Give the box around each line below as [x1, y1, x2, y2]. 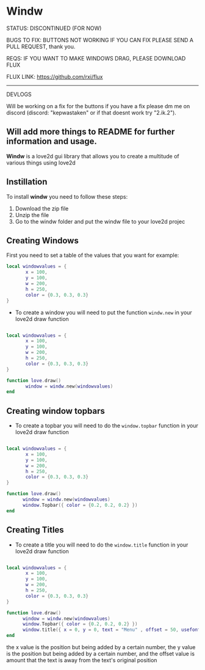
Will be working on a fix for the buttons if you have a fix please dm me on [6, 102, 190, 109]
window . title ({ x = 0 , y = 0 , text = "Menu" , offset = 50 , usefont [22, 627, 201, 633]
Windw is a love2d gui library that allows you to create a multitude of [6, 152, 180, 160]
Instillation [6, 177, 48, 187]
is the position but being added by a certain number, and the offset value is [6, 650, 195, 657]
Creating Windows [6, 235, 79, 246]
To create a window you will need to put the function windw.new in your [15, 309, 192, 316]
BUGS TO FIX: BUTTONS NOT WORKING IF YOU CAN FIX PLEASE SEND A [6, 36, 194, 43]
